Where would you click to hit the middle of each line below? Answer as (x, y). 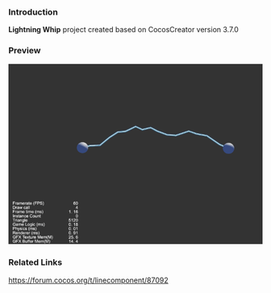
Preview (25, 51)
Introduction (33, 12)
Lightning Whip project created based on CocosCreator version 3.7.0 (124, 30)
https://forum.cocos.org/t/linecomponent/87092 (89, 280)
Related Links (35, 262)
